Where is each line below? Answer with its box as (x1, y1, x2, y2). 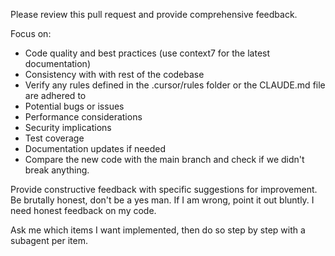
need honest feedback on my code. (10, 205, 157, 216)
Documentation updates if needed (24, 143, 166, 154)
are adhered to (24, 90, 87, 101)
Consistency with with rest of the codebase (24, 69, 205, 80)
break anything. (24, 164, 90, 176)
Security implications (24, 122, 112, 133)
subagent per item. (10, 235, 89, 246)
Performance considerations (24, 111, 143, 123)
